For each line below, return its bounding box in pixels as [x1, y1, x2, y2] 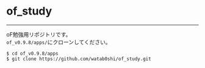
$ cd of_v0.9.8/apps [6, 50, 59, 56]
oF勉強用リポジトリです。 [6, 30, 71, 38]
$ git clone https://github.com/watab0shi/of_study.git [6, 56, 151, 62]
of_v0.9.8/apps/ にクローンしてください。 [6, 38, 111, 46]
